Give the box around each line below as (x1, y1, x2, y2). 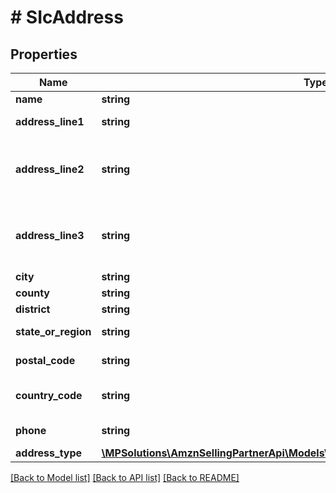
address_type (15, 446, 83, 460)
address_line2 (15, 162, 85, 176)
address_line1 (15, 115, 85, 128)
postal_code (15, 354, 76, 367)
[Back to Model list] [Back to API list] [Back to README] (10, 472, 240, 483)
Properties (10, 46, 78, 63)
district (15, 302, 51, 316)
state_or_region (15, 325, 92, 338)
